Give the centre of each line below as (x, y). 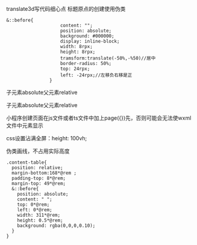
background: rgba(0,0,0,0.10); (56, 226)
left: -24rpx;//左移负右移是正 (96, 75)
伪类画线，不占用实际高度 (38, 151)
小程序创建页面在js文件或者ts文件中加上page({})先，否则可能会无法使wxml (99, 118)
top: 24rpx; (75, 69)
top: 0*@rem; (33, 205)
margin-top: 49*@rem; (39, 184)
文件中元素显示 (25, 126)
